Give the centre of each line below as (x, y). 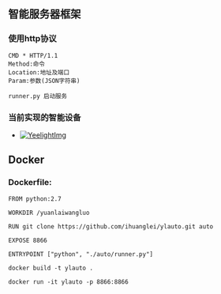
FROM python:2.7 (35, 199)
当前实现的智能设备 (45, 117)
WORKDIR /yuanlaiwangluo (49, 213)
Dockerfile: (30, 183)
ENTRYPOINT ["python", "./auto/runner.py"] (81, 254)
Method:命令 (26, 64)
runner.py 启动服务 (38, 96)
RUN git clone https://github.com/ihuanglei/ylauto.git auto (111, 226)
